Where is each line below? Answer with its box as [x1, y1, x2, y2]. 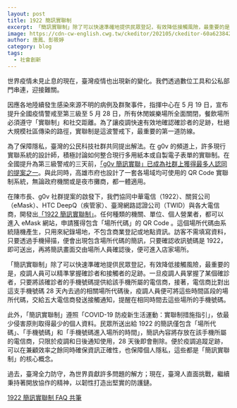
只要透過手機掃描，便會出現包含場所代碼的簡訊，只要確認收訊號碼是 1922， [7, 236, 227, 244]
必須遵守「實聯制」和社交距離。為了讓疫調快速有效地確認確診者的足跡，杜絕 [7, 118, 230, 126]
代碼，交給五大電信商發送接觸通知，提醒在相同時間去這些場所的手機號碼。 [13, 295, 230, 304]
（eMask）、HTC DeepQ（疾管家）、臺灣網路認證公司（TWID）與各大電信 [7, 200, 220, 209]
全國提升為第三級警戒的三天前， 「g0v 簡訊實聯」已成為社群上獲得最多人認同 [7, 160, 228, 168]
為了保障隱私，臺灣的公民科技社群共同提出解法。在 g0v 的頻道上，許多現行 [7, 142, 226, 150]
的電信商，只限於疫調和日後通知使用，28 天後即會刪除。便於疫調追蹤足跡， [7, 337, 227, 345]
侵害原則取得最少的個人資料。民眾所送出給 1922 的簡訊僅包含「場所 [13, 319, 210, 328]
